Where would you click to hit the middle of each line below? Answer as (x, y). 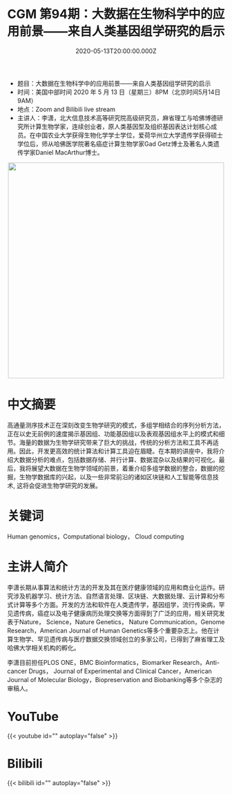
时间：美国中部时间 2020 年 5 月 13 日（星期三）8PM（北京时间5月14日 (119, 92)
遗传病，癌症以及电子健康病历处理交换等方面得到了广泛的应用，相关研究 (116, 613)
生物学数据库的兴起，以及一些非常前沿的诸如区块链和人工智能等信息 (116, 476)
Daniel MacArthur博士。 (69, 152)
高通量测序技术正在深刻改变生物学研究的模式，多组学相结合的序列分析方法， (116, 425)
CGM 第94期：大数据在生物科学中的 (110, 14)
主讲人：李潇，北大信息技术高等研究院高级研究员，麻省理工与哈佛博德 (117, 117)
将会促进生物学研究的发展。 (62, 485)
